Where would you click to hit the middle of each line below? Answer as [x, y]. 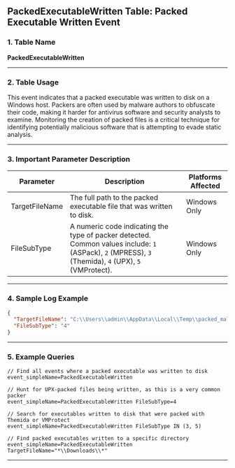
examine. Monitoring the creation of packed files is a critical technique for [114, 119]
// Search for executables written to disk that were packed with [106, 414]
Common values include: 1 [113, 244]
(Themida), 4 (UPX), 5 [105, 261]
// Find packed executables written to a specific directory [98, 439]
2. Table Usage [33, 82]
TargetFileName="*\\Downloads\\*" [58, 451]
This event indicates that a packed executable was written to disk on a [108, 97]
